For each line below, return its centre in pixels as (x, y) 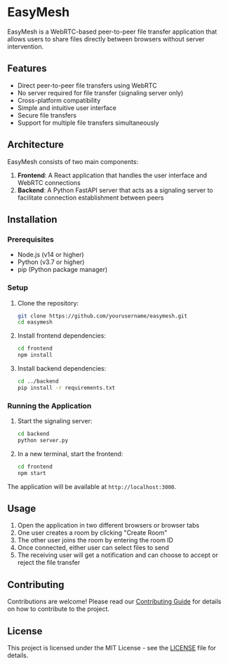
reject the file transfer (49, 563)
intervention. (26, 46)
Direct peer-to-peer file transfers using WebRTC (87, 85)
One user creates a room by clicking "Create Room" (92, 533)
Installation (32, 219)
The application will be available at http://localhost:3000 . (92, 486)
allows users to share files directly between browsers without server (106, 39)
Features (27, 68)
